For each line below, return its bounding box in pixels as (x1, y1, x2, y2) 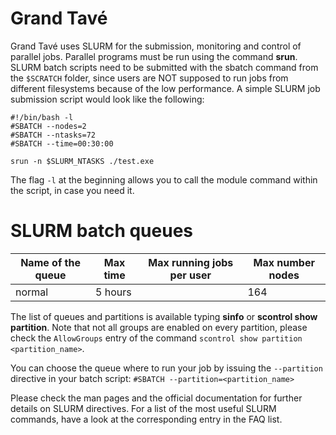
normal (15, 285, 49, 299)
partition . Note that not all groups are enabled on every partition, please (10, 321, 308, 333)
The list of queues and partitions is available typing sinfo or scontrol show (10, 310, 318, 322)
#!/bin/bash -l (10, 112, 74, 122)
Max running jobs (148, 255, 234, 269)
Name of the (20, 255, 81, 269)
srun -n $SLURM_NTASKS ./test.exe (10, 156, 155, 166)
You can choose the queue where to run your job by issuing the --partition (10, 362, 323, 374)
